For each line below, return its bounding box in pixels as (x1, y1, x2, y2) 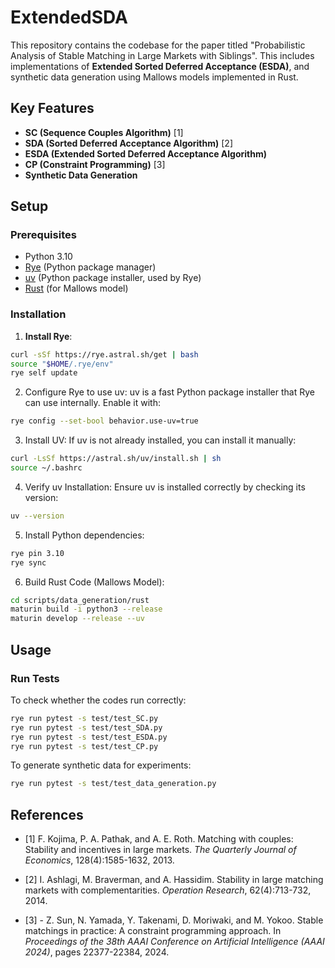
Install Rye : (24, 330, 73, 342)
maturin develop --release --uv (10, 614, 145, 624)
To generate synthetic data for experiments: (10, 759, 192, 771)
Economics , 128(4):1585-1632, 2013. (24, 854, 175, 866)
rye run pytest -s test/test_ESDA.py (10, 732, 168, 742)
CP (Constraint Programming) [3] (24, 158, 166, 170)
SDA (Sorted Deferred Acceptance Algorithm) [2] (24, 137, 234, 149)
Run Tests (10, 671, 60, 685)
